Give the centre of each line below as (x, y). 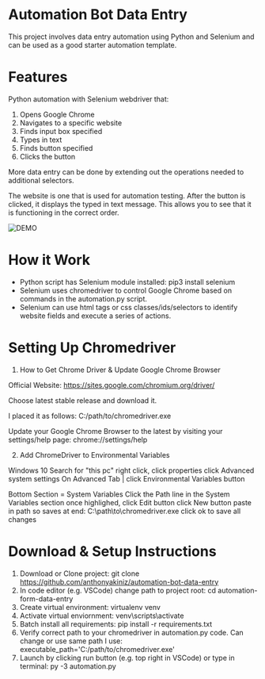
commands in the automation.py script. (83, 298)
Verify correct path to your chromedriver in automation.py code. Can (131, 632)
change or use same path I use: (71, 641)
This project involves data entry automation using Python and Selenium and (131, 36)
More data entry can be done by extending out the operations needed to (126, 171)
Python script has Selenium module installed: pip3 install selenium (127, 282)
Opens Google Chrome (57, 114)
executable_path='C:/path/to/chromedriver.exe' (97, 649)
